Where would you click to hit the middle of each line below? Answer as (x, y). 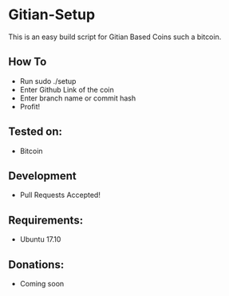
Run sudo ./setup (48, 81)
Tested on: (35, 132)
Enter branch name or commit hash (78, 98)
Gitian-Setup (52, 15)
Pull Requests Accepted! (60, 195)
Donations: (36, 264)
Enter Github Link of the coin (67, 89)
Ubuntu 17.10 (40, 239)
